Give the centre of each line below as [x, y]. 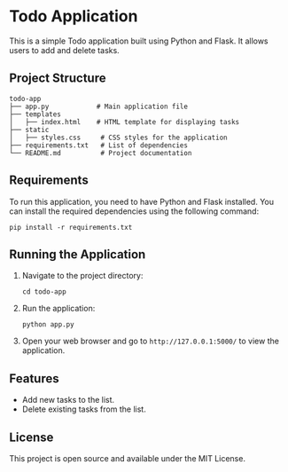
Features [34, 378]
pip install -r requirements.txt [71, 227]
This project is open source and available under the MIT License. [128, 458]
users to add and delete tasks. [64, 50]
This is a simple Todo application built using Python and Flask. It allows [139, 41]
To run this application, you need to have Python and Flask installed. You [142, 201]
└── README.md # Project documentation [101, 153]
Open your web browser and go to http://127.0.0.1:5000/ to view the [150, 341]
